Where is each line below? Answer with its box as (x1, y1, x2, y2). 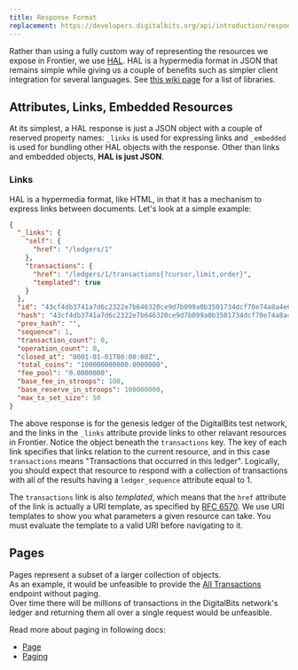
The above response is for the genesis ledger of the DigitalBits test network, (9, 418, 288, 429)
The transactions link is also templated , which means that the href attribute (9, 492, 286, 502)
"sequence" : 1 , (17, 327, 74, 336)
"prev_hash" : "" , (17, 319, 82, 328)
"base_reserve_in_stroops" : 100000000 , (17, 385, 165, 395)
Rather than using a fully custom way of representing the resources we (9, 45, 269, 56)
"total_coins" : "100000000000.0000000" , (17, 360, 169, 369)
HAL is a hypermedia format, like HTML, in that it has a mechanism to (9, 193, 263, 204)
